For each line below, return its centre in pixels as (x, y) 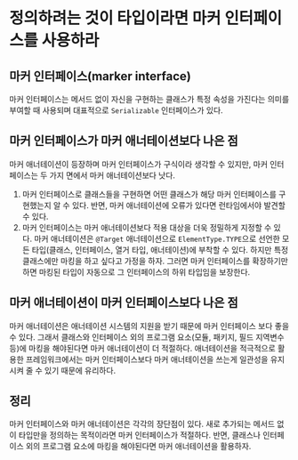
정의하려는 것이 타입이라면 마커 (115, 18)
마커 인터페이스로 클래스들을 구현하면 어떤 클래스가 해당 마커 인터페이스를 (149, 194)
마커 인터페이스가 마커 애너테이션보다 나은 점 (124, 141)
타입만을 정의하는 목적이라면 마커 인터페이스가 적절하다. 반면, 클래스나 (139, 435)
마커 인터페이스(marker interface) (100, 76)
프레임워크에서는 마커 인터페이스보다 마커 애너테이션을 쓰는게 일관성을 (147, 359)
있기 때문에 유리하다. (80, 370)
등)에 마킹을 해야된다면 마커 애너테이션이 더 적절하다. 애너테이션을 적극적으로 (142, 348)
